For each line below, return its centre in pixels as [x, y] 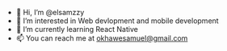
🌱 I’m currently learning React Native [77, 29]
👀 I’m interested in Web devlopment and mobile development [118, 21]
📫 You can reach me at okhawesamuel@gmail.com [102, 38]
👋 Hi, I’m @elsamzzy [50, 12]
